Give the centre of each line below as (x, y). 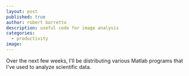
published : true (26, 17)
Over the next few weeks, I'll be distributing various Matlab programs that (94, 61)
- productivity (30, 39)
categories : (20, 33)
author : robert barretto (36, 22)
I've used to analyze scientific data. (49, 67)
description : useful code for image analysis (62, 28)
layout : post (22, 11)
